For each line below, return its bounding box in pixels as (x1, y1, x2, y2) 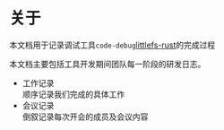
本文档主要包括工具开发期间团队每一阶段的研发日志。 (9, 58, 206, 69)
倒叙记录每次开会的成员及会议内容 (22, 111, 149, 122)
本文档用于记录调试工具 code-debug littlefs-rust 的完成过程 (9, 39, 216, 50)
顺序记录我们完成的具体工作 (22, 89, 125, 100)
